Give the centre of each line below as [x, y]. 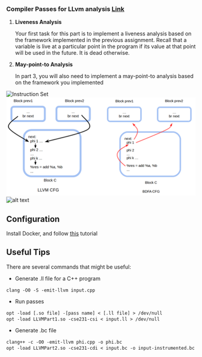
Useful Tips [28, 252]
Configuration [33, 219]
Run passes [29, 301]
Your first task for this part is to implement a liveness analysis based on [103, 34]
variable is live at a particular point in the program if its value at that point [105, 46]
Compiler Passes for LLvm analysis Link [65, 9]
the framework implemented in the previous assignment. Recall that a [101, 40]
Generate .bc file [36, 330]
